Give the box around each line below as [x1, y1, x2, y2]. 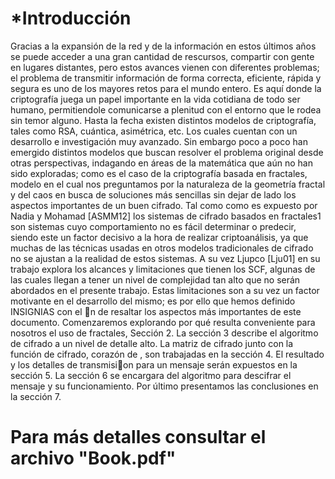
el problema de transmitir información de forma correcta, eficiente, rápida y [10, 72, 322, 84]
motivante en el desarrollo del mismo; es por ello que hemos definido [10, 295, 296, 307]
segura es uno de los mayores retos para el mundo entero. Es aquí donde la [10, 82, 322, 94]
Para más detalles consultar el [10, 426, 267, 449]
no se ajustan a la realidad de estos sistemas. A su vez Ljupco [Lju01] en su [10, 252, 321, 264]
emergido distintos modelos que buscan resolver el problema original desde [10, 146, 324, 158]
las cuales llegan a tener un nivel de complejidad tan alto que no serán [10, 273, 301, 286]
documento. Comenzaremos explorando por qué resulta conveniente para [10, 316, 316, 328]
